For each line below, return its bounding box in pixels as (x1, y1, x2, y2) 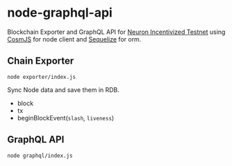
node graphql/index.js (7, 152, 73, 159)
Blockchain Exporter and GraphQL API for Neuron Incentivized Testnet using (7, 28, 226, 36)
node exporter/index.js (7, 73, 76, 80)
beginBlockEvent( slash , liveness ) (17, 113, 115, 122)
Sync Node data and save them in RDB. (7, 85, 120, 94)
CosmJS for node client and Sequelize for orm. (7, 35, 142, 43)
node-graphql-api (7, 5, 113, 21)
